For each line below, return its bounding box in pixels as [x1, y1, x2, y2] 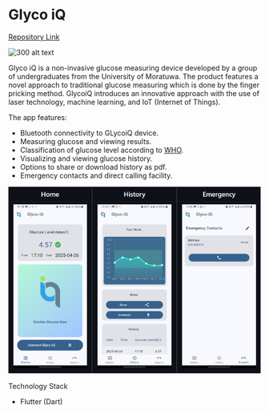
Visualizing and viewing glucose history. [19, 154, 153, 163]
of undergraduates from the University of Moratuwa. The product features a [8, 71, 259, 81]
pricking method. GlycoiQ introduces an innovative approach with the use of [8, 88, 260, 98]
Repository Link [8, 32, 60, 42]
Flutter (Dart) [19, 397, 63, 407]
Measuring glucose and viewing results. [19, 136, 152, 146]
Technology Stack [8, 382, 68, 391]
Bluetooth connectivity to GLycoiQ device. [19, 128, 159, 138]
